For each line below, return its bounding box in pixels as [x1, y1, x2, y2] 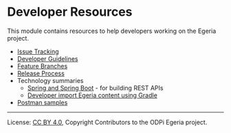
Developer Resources [7, 4, 133, 20]
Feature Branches [16, 62, 68, 70]
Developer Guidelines [16, 54, 78, 62]
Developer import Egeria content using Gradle [27, 90, 158, 99]
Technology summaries [16, 76, 84, 84]
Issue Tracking [16, 47, 60, 56]
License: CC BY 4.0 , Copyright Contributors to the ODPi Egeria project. [7, 118, 208, 126]
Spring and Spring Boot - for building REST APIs [27, 84, 164, 92]
